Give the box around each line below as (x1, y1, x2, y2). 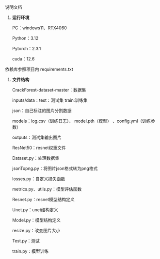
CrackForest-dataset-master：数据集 (12, 87, 86, 92)
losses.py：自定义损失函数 (12, 176, 65, 182)
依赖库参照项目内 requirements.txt (5, 66, 74, 72)
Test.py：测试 (12, 238, 40, 243)
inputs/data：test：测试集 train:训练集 (12, 97, 88, 103)
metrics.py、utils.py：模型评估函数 (12, 186, 82, 192)
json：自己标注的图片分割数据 (12, 108, 72, 113)
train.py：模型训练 (12, 248, 49, 254)
